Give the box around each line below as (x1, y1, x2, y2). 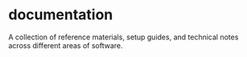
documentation (8, 6, 113, 24)
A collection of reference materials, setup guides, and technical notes (8, 32, 239, 42)
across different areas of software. (8, 40, 123, 50)
